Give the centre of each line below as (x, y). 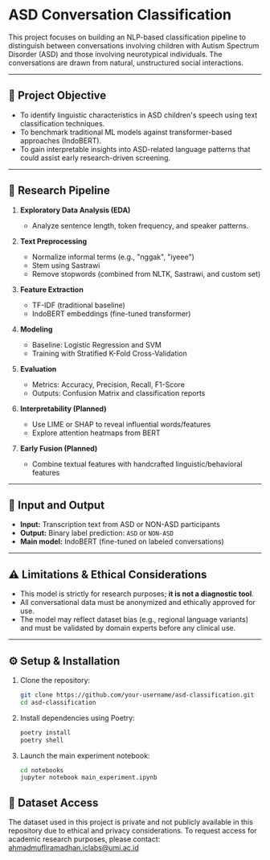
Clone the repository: (55, 680)
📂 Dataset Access (53, 802)
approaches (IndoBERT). (61, 140)
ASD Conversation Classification (120, 15)
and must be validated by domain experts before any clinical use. (128, 628)
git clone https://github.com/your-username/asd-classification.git (137, 695)
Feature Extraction (52, 289)
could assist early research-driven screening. (95, 158)
